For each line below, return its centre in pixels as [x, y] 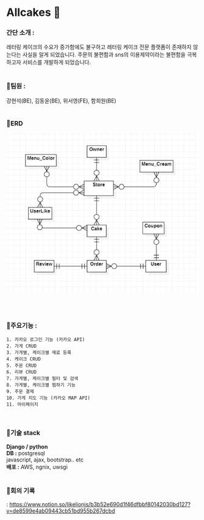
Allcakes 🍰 [33, 13]
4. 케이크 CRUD [24, 359]
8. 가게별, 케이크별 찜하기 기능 [41, 385]
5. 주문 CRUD [22, 366]
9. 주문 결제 [20, 392]
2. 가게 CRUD [22, 346]
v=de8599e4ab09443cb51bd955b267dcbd [61, 511]
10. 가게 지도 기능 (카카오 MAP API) [48, 398]
